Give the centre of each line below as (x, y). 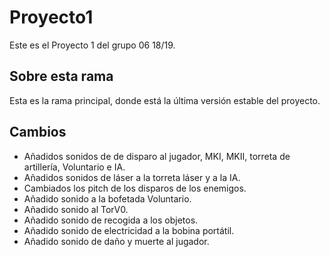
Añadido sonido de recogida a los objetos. (111, 220)
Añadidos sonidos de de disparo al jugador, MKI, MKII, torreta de (157, 156)
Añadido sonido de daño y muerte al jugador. (116, 241)
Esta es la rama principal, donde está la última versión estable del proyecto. (165, 100)
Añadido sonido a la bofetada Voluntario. (107, 198)
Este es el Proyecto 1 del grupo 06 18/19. (92, 45)
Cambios (38, 132)
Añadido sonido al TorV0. (76, 209)
